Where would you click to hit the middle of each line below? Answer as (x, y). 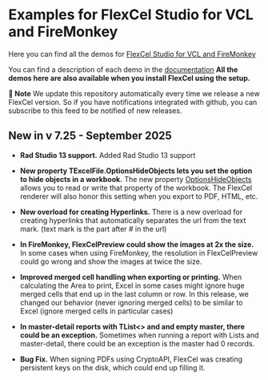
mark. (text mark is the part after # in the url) (93, 228)
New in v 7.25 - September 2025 (90, 136)
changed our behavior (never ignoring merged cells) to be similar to (131, 302)
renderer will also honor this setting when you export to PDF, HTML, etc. (139, 196)
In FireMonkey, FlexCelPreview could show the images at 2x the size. (137, 244)
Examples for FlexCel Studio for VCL (131, 15)
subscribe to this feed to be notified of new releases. (95, 111)
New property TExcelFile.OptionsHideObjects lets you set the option (136, 171)
